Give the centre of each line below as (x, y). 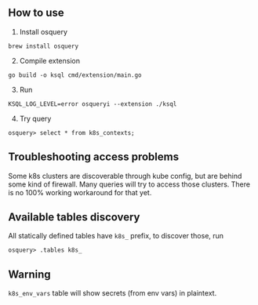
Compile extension (50, 60)
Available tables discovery (74, 218)
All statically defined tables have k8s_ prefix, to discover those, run (116, 236)
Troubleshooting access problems (93, 157)
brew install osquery (44, 46)
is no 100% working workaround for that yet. (80, 192)
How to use (36, 13)
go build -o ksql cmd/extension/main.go (75, 75)
